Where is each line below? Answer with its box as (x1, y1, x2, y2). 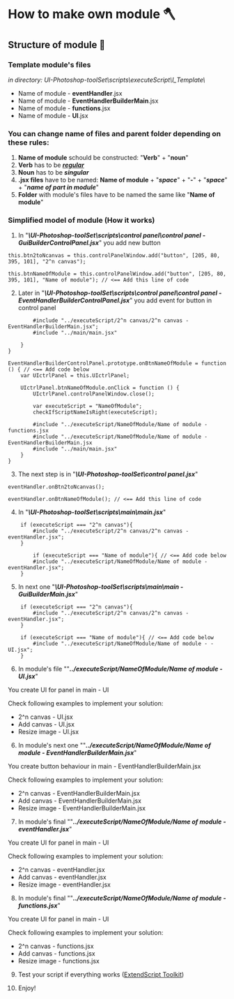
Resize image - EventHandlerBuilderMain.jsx (17, 804, 146, 812)
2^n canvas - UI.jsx (17, 713, 74, 721)
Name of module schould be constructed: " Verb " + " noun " (17, 154, 189, 162)
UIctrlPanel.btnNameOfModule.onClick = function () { (20, 384, 180, 392)
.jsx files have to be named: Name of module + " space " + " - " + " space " (17, 176, 228, 184)
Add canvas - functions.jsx (17, 949, 96, 958)
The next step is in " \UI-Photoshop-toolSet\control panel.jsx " (17, 470, 198, 479)
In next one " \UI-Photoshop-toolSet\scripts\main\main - (17, 583, 184, 591)
